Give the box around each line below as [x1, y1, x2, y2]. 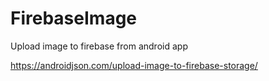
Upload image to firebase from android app [10, 40, 188, 52]
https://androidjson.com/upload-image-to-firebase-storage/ [10, 59, 258, 71]
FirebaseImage [10, 7, 138, 30]
